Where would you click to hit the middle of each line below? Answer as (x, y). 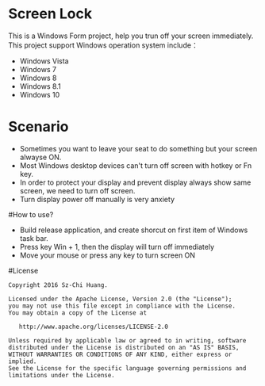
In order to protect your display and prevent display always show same (135, 182)
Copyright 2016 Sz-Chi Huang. (58, 285)
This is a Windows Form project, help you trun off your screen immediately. (131, 36)
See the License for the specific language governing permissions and (127, 368)
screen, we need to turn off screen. (77, 190)
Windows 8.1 (40, 86)
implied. (23, 361)
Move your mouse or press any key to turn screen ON (108, 255)
